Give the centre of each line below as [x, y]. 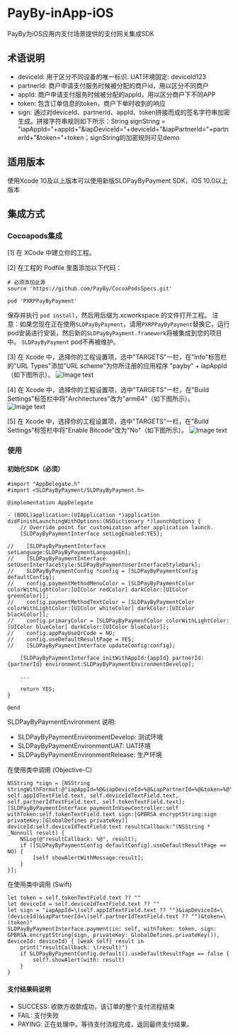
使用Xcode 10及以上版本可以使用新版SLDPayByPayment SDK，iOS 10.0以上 [118, 180]
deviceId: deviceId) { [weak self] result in [75, 942]
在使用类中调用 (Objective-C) [50, 770]
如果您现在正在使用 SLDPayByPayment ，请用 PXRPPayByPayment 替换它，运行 [125, 324]
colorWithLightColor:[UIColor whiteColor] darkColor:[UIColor [101, 609]
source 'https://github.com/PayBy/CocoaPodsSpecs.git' [90, 289]
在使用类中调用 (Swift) [40, 884]
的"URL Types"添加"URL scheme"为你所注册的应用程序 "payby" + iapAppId [117, 366]
